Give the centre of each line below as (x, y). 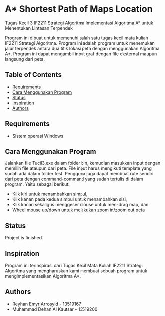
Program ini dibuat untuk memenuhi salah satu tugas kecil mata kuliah (77, 38)
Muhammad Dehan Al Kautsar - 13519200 (55, 309)
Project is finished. (24, 238)
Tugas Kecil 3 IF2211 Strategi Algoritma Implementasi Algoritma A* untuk (79, 23)
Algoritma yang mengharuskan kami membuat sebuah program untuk (76, 271)
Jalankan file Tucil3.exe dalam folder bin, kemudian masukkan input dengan (83, 163)
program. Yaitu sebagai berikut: (37, 184)
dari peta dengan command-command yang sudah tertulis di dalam (74, 179)
